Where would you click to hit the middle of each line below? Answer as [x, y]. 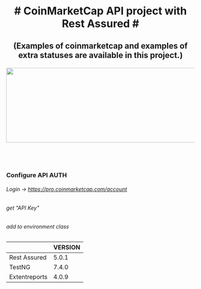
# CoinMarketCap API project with [100, 11]
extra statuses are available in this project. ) [100, 55]
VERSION [67, 248]
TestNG [20, 267]
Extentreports [28, 277]
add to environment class [38, 226]
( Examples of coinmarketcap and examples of [100, 46]
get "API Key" [23, 208]
